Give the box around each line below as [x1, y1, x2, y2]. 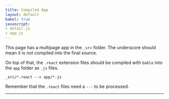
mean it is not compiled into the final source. [5, 50, 97, 56]
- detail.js [5, 26, 30, 31]
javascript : [5, 21, 30, 27]
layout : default [5, 12, 39, 17]
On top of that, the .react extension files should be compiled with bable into [5, 60, 162, 65]
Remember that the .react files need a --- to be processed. [5, 83, 129, 89]
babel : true [5, 17, 30, 22]
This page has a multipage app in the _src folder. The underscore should [5, 45, 156, 50]
